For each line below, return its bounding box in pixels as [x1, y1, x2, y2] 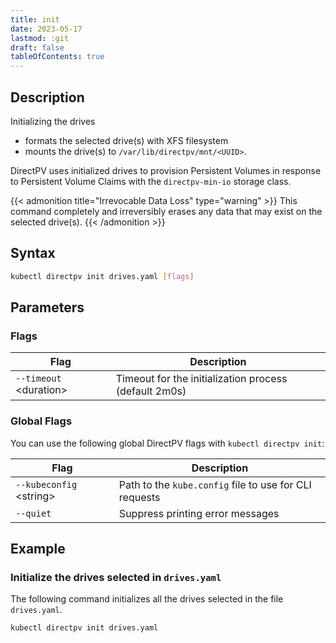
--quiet [15, 507, 52, 519]
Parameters [10, 299, 85, 316]
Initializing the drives [10, 115, 96, 127]
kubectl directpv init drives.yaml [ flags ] [10, 271, 195, 281]
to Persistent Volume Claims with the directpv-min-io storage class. [10, 175, 292, 187]
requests [118, 490, 161, 504]
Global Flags [10, 414, 73, 428]
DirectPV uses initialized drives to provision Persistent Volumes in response [10, 164, 322, 176]
